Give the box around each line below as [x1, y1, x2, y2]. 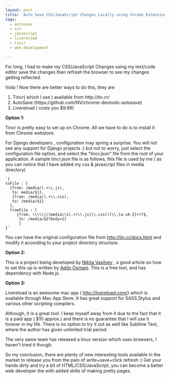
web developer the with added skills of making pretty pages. [5, 367, 132, 373]
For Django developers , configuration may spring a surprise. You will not [5, 140, 157, 146]
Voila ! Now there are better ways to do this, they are [5, 84, 115, 90]
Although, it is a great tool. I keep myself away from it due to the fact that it [5, 310, 161, 316]
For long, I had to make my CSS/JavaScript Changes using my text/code [5, 63, 156, 70]
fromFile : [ [10, 208, 37, 213]
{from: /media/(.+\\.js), [10, 185, 65, 190]
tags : [5, 17, 17, 22]
